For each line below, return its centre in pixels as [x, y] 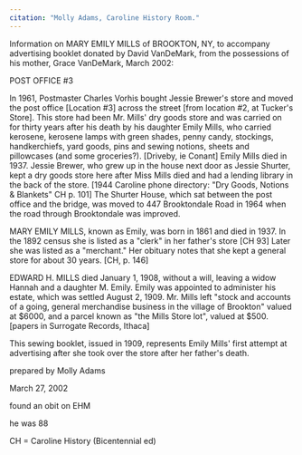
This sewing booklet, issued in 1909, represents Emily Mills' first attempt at [148, 343]
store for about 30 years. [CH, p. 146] [79, 260]
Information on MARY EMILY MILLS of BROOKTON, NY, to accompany [140, 44]
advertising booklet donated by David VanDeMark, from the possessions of [149, 53]
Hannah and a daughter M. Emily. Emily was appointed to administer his [143, 287]
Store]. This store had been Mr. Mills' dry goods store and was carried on [146, 117]
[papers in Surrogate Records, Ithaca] [80, 325]
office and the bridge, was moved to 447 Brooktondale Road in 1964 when [148, 204]
